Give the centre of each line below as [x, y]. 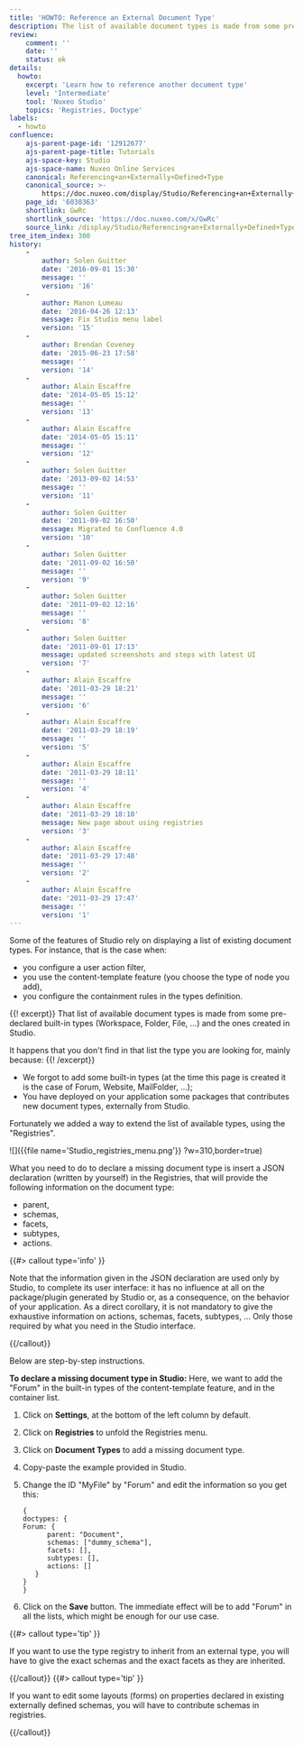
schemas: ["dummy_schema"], [99, 1543]
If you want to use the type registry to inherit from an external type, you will [150, 1651]
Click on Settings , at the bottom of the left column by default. [136, 1415]
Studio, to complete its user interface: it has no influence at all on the [137, 1288]
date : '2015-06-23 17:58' [91, 353]
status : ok [46, 60]
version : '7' [66, 664]
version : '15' [68, 328]
